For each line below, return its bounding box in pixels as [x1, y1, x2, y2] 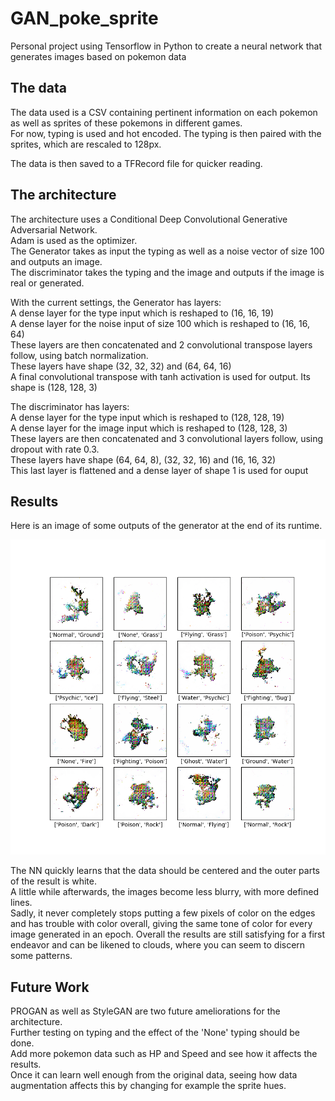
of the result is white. [10, 875, 97, 887]
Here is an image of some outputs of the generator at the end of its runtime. [10, 520, 323, 532]
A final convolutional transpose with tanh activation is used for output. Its [10, 370, 311, 382]
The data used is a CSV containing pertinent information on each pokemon [10, 106, 318, 118]
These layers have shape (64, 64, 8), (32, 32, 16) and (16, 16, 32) [10, 453, 277, 466]
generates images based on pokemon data [10, 50, 187, 62]
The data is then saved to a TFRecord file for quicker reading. [10, 157, 263, 169]
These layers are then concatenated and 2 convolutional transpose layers [10, 338, 313, 351]
